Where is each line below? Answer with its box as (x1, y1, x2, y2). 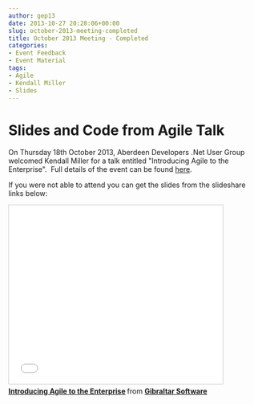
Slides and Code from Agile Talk (8, 121, 225, 139)
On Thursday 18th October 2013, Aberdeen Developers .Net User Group (8, 148, 245, 157)
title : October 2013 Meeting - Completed (8, 34, 149, 43)
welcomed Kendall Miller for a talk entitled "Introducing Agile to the (8, 156, 229, 165)
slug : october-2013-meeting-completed (8, 27, 138, 35)
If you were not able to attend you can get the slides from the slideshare (8, 180, 246, 190)
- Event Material (8, 57, 67, 65)
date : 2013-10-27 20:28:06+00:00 (8, 19, 120, 27)
